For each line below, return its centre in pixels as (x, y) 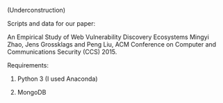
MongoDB (32, 92)
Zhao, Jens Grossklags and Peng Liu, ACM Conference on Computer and (112, 44)
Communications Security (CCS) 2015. (62, 52)
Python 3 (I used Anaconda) (57, 79)
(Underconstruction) (36, 10)
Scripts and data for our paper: (51, 23)
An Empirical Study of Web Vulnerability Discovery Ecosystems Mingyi (108, 37)
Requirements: (28, 65)
